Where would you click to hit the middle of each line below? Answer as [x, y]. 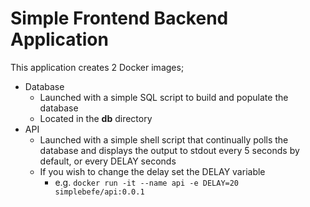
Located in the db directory [96, 118]
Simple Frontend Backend [119, 18]
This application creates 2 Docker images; [97, 67]
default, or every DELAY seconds [108, 161]
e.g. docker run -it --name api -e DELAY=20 [147, 182]
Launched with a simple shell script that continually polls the [164, 139]
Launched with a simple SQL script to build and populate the [164, 97]
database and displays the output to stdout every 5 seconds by [169, 150]
